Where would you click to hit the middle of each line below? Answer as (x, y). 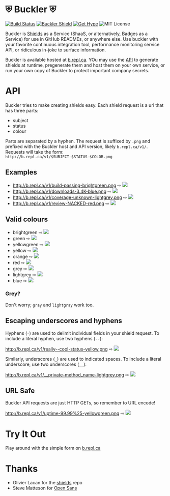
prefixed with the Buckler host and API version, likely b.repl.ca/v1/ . (77, 147)
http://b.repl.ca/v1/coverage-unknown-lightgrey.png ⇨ (70, 197)
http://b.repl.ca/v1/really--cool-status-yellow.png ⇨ (59, 349)
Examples (21, 172)
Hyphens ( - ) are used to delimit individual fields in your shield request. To (82, 333)
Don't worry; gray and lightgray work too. (50, 305)
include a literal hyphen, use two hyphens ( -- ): (54, 338)
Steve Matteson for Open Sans (45, 488)
